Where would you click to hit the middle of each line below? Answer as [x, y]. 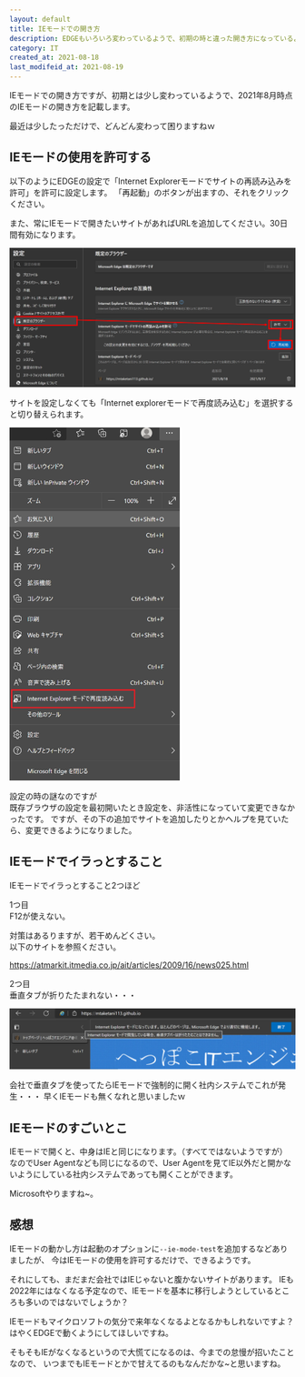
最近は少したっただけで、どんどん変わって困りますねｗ [113, 126]
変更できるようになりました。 [81, 830]
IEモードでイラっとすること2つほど [75, 885]
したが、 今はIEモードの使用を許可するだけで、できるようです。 [136, 1260]
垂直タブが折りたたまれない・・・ [73, 995]
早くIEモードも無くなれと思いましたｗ [114, 1097]
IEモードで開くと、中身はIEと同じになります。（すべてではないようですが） [148, 1151]
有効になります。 [49, 234]
